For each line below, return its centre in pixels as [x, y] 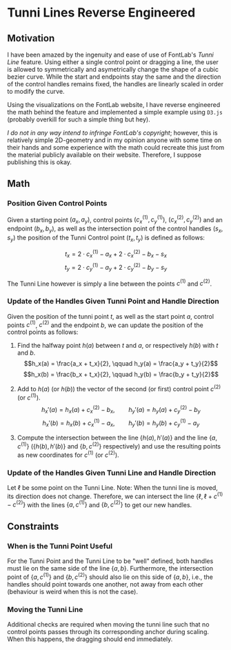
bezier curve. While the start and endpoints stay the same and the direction [114, 77]
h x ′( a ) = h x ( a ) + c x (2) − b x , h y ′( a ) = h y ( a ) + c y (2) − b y [121, 410]
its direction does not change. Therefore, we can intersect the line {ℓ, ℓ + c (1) [115, 496]
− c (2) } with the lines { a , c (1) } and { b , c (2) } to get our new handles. [100, 504]
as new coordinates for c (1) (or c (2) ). [68, 454]
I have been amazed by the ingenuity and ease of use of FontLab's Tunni [110, 55]
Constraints [33, 526]
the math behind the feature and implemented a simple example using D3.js [115, 112]
